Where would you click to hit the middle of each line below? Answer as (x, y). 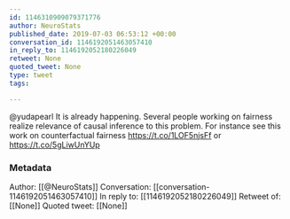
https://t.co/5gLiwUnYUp (55, 145)
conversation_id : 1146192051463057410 (81, 42)
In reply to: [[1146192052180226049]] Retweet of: (190, 196)
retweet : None (35, 59)
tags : (19, 83)
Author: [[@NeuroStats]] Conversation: (80, 186)
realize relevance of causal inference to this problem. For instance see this (145, 126)
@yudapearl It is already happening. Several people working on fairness (141, 116)
